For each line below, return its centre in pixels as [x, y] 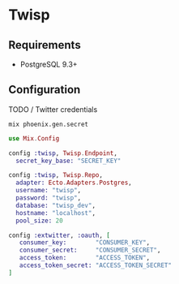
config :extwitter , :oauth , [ [60, 235]
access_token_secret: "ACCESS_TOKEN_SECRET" [96, 265]
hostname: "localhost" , [55, 213]
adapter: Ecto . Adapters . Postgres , [74, 183]
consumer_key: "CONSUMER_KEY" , [85, 243]
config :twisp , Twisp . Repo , [56, 175]
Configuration [45, 90]
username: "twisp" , [49, 191]
